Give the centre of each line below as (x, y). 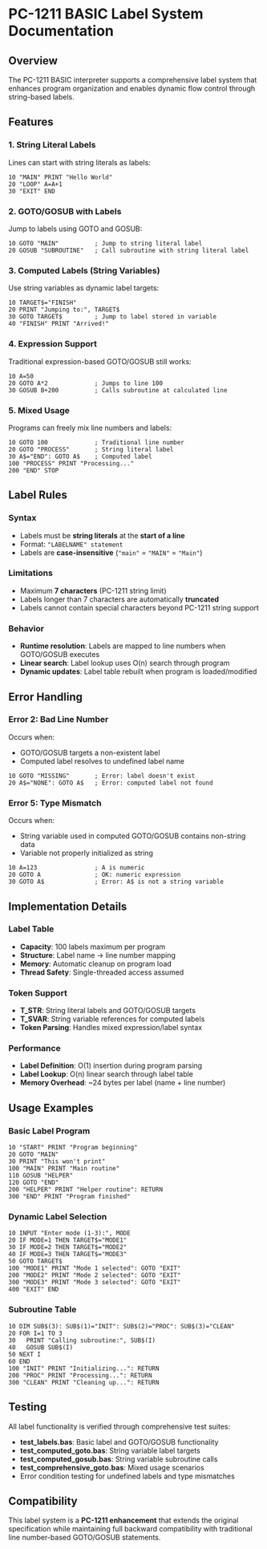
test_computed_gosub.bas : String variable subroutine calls (119, 1459)
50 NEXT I (25, 1354)
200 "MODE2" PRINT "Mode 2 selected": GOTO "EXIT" (95, 1275)
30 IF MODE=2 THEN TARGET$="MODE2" (68, 1247)
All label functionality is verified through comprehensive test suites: (119, 1426)
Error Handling (45, 697)
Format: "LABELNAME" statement (71, 544)
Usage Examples (51, 1108)
